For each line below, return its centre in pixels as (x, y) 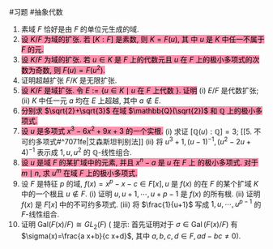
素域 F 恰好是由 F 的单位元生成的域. (80, 29)
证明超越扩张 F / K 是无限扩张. (69, 80)
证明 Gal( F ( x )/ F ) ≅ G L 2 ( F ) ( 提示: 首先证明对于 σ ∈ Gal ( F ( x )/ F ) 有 (129, 225)
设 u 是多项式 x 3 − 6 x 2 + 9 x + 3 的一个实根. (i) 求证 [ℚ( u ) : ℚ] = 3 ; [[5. (136, 131)
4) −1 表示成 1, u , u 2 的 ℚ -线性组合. (76, 151)
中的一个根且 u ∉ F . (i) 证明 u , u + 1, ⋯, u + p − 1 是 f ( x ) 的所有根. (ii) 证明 (141, 194)
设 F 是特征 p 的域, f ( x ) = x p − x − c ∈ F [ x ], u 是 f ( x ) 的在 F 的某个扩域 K (139, 182)
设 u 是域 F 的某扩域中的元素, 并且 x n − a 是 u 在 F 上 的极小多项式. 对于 (139, 162)
